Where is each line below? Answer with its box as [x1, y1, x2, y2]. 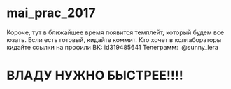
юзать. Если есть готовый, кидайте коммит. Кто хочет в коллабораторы [6, 35, 222, 43]
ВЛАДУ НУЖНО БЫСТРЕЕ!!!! [6, 68, 183, 83]
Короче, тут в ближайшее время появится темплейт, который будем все [6, 28, 225, 36]
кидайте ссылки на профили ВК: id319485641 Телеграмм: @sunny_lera [6, 43, 218, 51]
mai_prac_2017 [6, 5, 96, 21]
